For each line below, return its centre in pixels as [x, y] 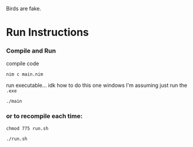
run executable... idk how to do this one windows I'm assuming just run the [96, 86]
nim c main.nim [25, 74]
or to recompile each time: [44, 116]
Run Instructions [48, 32]
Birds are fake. [24, 9]
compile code [23, 64]
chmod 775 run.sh [27, 128]
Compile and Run [31, 51]
